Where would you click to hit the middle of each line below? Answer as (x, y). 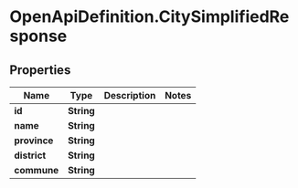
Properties (40, 70)
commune (37, 170)
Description (130, 95)
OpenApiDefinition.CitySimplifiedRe (149, 17)
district (30, 155)
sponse (38, 36)
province (34, 141)
